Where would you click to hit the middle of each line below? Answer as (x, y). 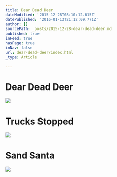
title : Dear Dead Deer (29, 10)
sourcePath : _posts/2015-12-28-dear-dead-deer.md (59, 29)
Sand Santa (30, 155)
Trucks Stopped (40, 121)
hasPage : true (20, 43)
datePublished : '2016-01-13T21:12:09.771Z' (52, 19)
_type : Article (21, 57)
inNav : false (19, 48)
